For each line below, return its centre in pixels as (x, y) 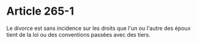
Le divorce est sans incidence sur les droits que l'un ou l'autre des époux (98, 28)
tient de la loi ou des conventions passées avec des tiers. (79, 34)
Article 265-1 (40, 11)
